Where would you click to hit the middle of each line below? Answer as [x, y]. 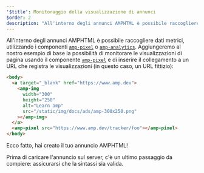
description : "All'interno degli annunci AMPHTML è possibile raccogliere [103, 23]
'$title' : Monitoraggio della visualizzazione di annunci [81, 12]
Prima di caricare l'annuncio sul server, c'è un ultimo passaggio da [90, 157]
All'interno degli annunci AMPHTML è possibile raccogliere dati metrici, [95, 41]
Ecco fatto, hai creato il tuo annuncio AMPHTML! [67, 145]
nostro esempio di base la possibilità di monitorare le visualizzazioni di [94, 53]
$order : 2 [19, 18]
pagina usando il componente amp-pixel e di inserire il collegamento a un [98, 60]
